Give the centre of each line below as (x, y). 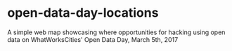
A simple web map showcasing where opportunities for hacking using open (116, 32)
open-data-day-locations (83, 13)
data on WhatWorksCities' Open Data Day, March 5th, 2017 (93, 39)
